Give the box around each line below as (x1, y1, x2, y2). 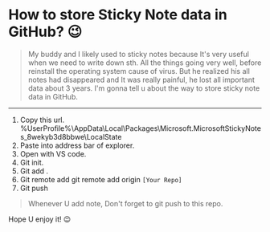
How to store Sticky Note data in (8, 6, 227, 24)
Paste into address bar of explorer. (19, 140, 135, 150)
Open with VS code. (19, 149, 87, 158)
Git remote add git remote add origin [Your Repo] (19, 174, 182, 184)
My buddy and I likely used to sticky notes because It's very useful (27, 49, 249, 59)
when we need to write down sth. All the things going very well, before (27, 58, 262, 67)
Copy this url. (19, 115, 65, 124)
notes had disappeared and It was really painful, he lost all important (27, 75, 256, 84)
